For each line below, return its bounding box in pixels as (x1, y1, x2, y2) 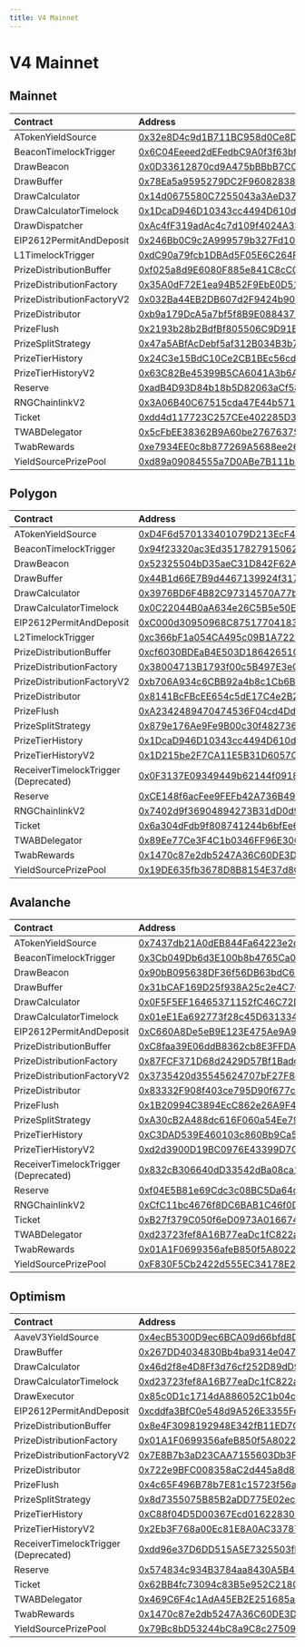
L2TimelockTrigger (14, 632, 95, 644)
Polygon (9, 486, 57, 502)
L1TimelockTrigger (14, 249, 95, 261)
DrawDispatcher (14, 219, 84, 231)
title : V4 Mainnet (9, 13, 79, 23)
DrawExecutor (14, 1390, 75, 1403)
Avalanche (9, 895, 71, 910)
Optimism (9, 1289, 66, 1304)
